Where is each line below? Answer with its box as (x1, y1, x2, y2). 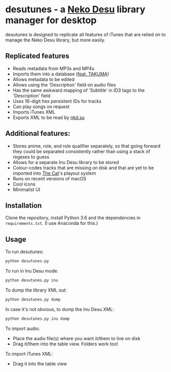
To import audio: (5, 325, 40, 332)
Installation (5, 201, 42, 210)
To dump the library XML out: (5, 287, 67, 293)
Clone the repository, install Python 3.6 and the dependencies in (5, 215, 141, 221)
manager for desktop (5, 14, 97, 26)
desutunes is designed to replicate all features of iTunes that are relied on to (5, 31, 166, 37)
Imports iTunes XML (12, 109, 55, 115)
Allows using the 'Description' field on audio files (12, 81, 116, 88)
